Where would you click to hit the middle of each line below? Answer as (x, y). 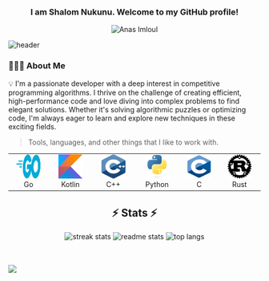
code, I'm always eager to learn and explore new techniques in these (122, 118)
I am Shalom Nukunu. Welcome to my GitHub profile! (134, 12)
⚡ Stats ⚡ (134, 213)
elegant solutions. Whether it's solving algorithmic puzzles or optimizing (127, 109)
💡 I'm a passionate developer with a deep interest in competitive (114, 83)
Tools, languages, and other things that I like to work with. (123, 142)
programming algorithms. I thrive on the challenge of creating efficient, (125, 92)
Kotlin (70, 185)
